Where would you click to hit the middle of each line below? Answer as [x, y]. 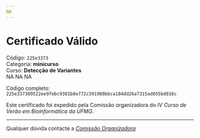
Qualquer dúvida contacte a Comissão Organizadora [71, 128]
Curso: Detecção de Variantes [44, 70]
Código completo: [28, 88]
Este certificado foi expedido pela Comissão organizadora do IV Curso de [96, 105]
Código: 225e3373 [27, 58]
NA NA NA [19, 76]
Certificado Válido [52, 41]
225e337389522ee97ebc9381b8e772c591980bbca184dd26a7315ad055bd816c [92, 94]
